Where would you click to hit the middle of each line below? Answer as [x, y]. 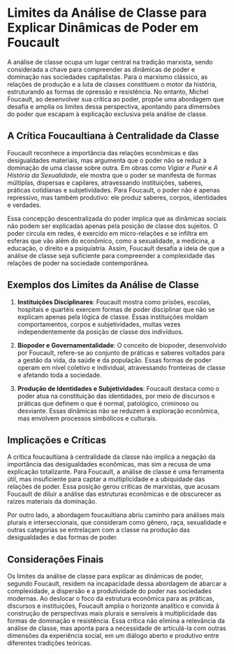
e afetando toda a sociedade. [59, 375]
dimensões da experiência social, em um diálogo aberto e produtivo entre [113, 636]
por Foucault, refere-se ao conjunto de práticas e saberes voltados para [121, 353]
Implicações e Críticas [57, 440]
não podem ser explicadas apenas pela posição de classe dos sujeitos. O [113, 226]
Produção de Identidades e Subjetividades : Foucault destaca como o [118, 388]
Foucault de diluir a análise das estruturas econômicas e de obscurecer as [114, 494]
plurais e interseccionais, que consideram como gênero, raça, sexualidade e [117, 523]
